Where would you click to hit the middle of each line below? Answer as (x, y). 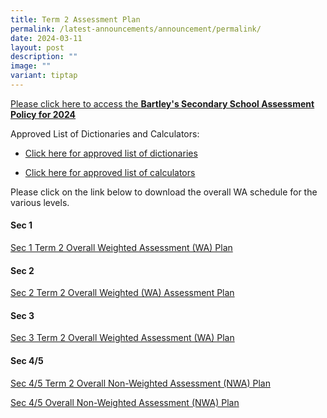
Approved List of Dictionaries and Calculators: (105, 133)
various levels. (40, 202)
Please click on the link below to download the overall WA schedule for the (164, 192)
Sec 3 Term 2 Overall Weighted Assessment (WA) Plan (122, 338)
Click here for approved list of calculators (110, 172)
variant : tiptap (44, 76)
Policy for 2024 (43, 114)
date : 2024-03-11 (46, 38)
